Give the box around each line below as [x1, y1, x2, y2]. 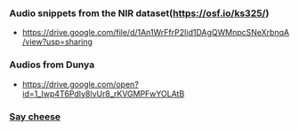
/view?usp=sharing [21, 36, 93, 47]
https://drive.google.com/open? [21, 79, 140, 89]
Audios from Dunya [9, 58, 95, 71]
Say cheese [9, 110, 61, 122]
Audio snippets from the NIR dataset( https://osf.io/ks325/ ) [9, 7, 270, 19]
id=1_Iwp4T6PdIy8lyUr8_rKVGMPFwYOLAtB [21, 88, 185, 99]
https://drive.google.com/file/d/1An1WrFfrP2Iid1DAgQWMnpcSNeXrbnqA [21, 27, 290, 38]
